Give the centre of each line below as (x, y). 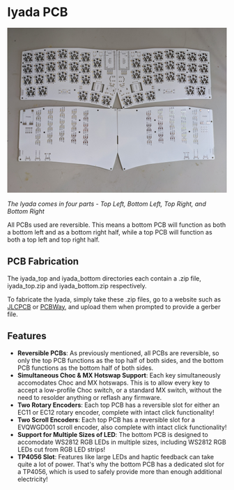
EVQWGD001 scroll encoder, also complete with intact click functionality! (122, 427)
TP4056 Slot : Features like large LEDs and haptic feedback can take (116, 456)
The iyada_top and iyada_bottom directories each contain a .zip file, (104, 278)
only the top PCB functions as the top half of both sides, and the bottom (120, 360)
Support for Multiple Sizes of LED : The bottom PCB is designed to (113, 434)
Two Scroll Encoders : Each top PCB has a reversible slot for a (106, 420)
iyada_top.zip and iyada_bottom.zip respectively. (77, 285)
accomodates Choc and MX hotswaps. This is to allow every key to (114, 383)
